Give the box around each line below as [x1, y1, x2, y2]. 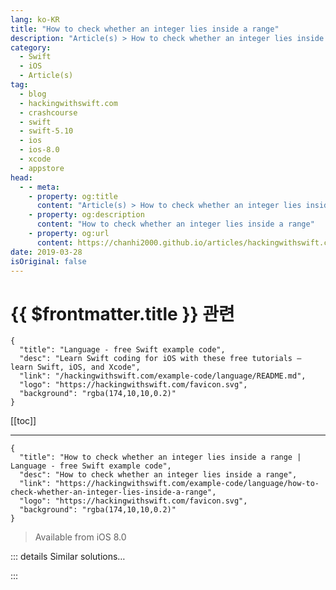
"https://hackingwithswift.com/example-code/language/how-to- [54, 479, 320, 489]
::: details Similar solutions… [10, 551, 126, 563]
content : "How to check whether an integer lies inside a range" [36, 219, 315, 230]
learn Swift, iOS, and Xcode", [10, 362, 141, 373]
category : [10, 42, 52, 53]
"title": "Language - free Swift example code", [19, 345, 226, 355]
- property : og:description [28, 210, 145, 220]
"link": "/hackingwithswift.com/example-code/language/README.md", [19, 371, 307, 381]
